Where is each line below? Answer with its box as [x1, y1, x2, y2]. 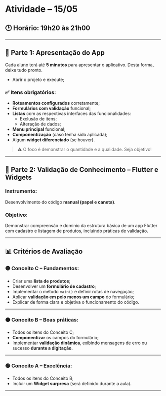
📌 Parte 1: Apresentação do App [5, 48, 105, 57]
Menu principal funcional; [12, 126, 66, 132]
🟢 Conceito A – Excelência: [5, 362, 73, 369]
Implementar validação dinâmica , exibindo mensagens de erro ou [12, 340, 147, 346]
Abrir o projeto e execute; [12, 77, 65, 82]
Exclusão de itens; [19, 116, 57, 122]
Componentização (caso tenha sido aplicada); [12, 132, 108, 138]
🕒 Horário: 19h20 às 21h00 [5, 24, 90, 32]
